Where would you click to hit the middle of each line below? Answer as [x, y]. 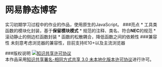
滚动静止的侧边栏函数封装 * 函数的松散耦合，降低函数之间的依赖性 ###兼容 [81, 37]
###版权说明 [18, 53]
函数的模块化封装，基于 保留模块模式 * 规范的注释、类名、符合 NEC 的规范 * [81, 30]
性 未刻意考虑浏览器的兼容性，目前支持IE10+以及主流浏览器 [65, 43]
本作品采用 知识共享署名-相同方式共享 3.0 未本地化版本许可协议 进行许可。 [80, 59]
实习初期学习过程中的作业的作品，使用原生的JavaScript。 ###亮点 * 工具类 [81, 24]
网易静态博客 [31, 10]
